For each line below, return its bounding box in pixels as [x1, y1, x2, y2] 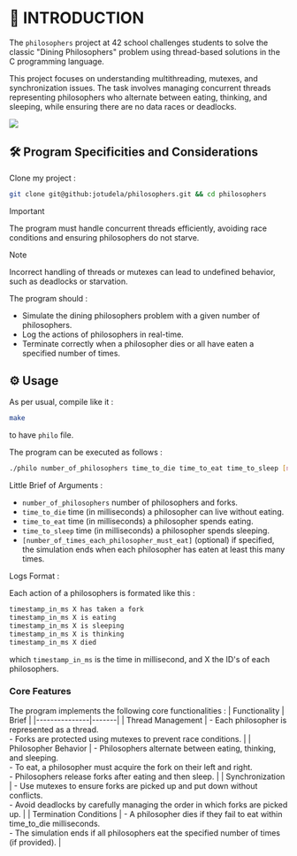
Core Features [9, 685, 72, 698]
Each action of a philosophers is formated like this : [9, 588, 196, 599]
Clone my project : [9, 172, 77, 183]
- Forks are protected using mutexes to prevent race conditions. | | [9, 733, 252, 744]
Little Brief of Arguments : [9, 480, 103, 491]
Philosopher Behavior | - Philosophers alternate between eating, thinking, [9, 743, 277, 753]
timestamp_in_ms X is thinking [9, 630, 125, 638]
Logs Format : [9, 570, 60, 582]
